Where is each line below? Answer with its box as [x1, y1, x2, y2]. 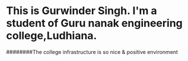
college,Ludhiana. [6, 29, 97, 42]
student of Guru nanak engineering [6, 16, 183, 30]
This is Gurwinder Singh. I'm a [6, 4, 157, 18]
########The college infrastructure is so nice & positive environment [6, 48, 178, 55]
